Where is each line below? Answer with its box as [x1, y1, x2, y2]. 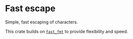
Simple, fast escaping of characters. [5, 19, 78, 25]
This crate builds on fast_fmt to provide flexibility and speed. [5, 28, 128, 34]
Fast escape [5, 3, 56, 14]
